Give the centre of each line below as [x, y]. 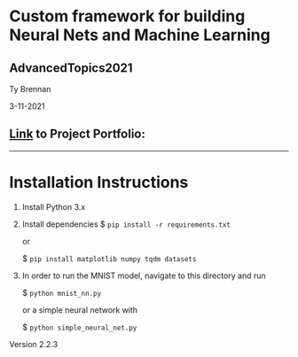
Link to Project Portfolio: [78, 134]
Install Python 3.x [54, 206]
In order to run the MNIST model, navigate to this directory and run [144, 276]
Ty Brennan [30, 89]
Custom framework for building [127, 16]
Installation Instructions [99, 182]
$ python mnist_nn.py [62, 292]
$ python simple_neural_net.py [79, 327]
